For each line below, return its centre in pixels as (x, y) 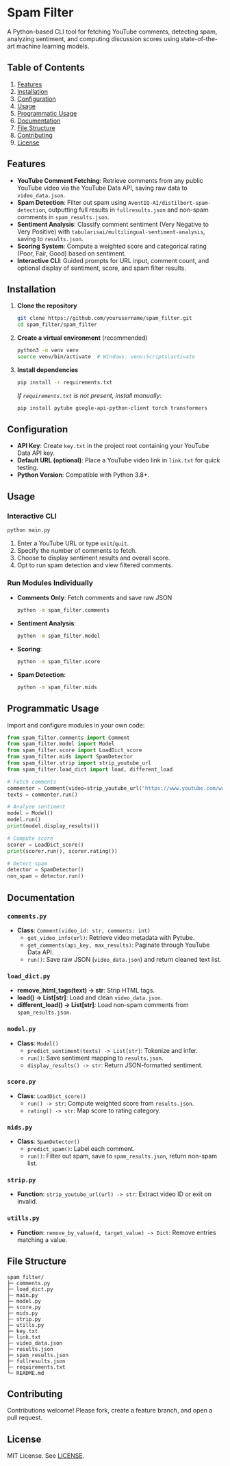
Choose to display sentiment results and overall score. (93, 558)
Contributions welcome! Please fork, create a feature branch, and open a (110, 1411)
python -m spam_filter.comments (63, 610)
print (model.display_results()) (53, 826)
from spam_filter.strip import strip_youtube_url (79, 763)
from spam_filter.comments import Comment (68, 738)
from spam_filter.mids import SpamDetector (70, 757)
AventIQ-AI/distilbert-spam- (169, 203)
